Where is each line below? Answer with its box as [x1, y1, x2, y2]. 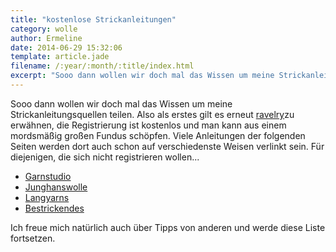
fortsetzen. [10, 232, 56, 244]
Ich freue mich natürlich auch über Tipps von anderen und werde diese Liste [10, 221, 326, 233]
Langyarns [24, 191, 70, 203]
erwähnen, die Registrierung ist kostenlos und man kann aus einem [10, 119, 287, 131]
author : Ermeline [10, 33, 83, 43]
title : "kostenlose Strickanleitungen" [10, 14, 177, 25]
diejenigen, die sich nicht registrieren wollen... [10, 151, 200, 163]
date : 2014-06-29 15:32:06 [10, 42, 123, 53]
